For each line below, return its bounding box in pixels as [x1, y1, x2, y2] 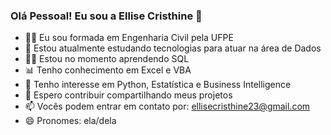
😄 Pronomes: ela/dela [24, 115, 117, 127]
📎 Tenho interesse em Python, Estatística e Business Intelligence [24, 79, 292, 91]
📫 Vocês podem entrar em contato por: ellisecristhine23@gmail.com [24, 100, 311, 113]
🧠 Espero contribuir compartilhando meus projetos [24, 89, 233, 101]
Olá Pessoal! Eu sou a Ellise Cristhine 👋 [10, 9, 203, 23]
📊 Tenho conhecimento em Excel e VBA [24, 64, 192, 76]
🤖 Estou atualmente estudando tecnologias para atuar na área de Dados [24, 42, 322, 54]
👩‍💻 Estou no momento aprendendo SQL [24, 53, 190, 65]
